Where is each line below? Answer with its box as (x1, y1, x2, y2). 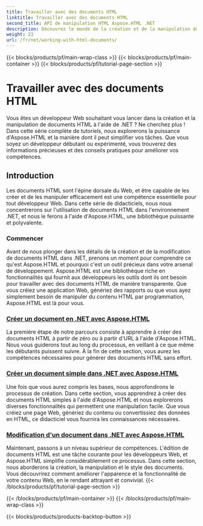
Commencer (6, 234, 43, 243)
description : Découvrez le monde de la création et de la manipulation (6, 25, 190, 32)
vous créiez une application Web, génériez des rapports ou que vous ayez (6, 286, 192, 294)
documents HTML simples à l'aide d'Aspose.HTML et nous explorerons (6, 396, 183, 403)
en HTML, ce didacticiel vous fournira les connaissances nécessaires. (6, 415, 180, 422)
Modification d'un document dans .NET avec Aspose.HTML (6, 430, 185, 439)
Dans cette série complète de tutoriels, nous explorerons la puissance (6, 127, 180, 134)
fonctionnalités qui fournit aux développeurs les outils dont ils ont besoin (6, 274, 187, 281)
